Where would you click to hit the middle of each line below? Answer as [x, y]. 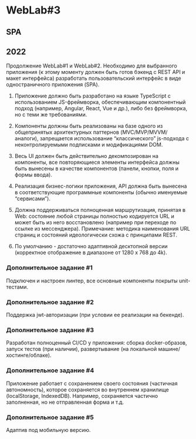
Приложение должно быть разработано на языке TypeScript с [93, 96]
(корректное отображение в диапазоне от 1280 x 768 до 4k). [91, 252]
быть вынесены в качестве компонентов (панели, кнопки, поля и [97, 168]
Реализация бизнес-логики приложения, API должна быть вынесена [101, 186]
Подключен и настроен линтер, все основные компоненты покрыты [92, 281]
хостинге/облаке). [29, 355]
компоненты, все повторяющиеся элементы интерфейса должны [97, 163]
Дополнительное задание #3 [50, 330]
